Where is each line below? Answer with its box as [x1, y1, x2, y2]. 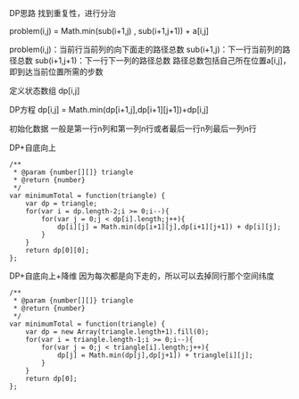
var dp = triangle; [25, 199, 98, 208]
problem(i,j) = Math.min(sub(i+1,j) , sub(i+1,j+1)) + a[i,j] [9, 26, 210, 36]
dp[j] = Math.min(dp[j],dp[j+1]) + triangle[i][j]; [56, 351, 253, 360]
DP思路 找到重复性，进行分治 [9, 8, 116, 18]
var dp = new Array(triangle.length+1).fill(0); [25, 328, 210, 337]
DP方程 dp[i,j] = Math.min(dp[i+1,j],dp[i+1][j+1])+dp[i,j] [9, 104, 209, 114]
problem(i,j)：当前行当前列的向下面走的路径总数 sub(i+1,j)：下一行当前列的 [9, 44, 283, 54]
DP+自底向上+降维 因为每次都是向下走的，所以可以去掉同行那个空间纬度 [9, 270, 275, 281]
